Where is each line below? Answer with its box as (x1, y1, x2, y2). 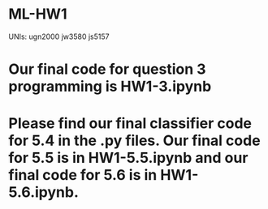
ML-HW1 (8, 5, 67, 23)
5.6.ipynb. (8, 183, 80, 202)
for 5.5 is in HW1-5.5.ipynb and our (8, 149, 249, 167)
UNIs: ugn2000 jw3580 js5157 (8, 32, 110, 41)
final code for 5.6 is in (8, 166, 158, 185)
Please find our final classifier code (8, 114, 253, 133)
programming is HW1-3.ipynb (8, 78, 212, 96)
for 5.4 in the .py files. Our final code (8, 131, 262, 150)
